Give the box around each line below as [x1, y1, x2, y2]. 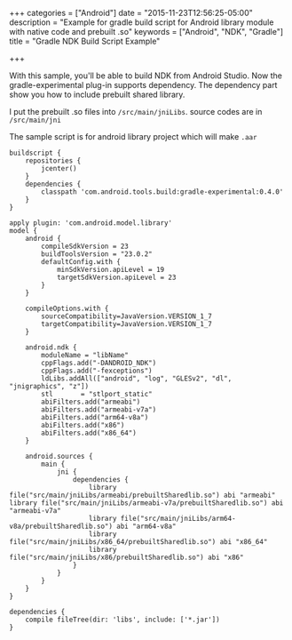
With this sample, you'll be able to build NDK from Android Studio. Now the [9, 70, 282, 81]
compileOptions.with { [25, 304, 109, 313]
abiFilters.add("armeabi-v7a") [41, 405, 157, 414]
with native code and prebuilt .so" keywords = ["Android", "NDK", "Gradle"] [9, 27, 284, 36]
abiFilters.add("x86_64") [41, 428, 138, 437]
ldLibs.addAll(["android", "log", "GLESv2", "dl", [41, 374, 233, 383]
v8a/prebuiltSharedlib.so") [9, 522, 114, 531]
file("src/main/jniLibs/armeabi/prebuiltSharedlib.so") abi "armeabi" [9, 491, 276, 500]
